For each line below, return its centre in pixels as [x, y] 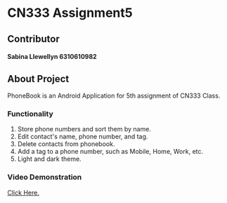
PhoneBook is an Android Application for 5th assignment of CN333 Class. [114, 96]
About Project [38, 79]
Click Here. [24, 192]
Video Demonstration [45, 177]
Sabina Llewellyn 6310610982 [52, 57]
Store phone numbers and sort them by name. [84, 129]
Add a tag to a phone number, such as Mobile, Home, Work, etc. [110, 152]
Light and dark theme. [50, 159]
